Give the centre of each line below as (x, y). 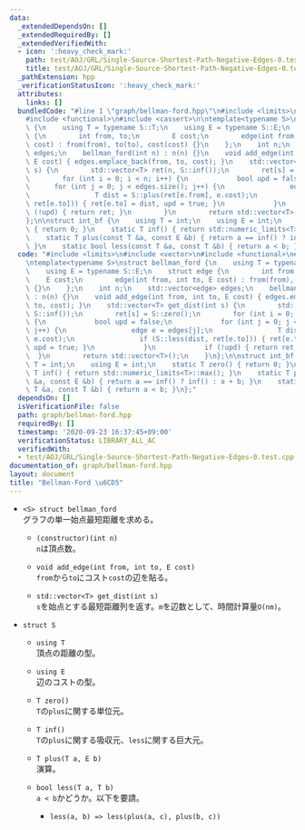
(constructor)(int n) (77, 538)
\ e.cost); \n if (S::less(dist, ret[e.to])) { (146, 339)
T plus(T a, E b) (69, 759)
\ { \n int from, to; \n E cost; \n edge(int (150, 136)
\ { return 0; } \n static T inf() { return (115, 229)
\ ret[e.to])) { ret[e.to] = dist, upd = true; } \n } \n (156, 204)
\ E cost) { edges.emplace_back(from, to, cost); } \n (129, 161)
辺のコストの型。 (68, 682)
